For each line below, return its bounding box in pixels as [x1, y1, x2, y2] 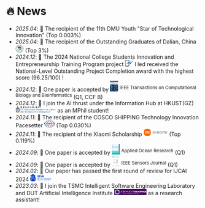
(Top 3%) [25, 47, 49, 54]
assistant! [15, 196, 40, 203]
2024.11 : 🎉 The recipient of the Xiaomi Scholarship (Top [15, 130, 181, 138]
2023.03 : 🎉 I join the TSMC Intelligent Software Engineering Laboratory [15, 182, 195, 189]
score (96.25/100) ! [15, 73, 64, 81]
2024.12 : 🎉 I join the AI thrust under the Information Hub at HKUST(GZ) [15, 100, 194, 107]
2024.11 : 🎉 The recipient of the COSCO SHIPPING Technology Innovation [15, 113, 199, 121]
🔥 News [6, 4, 47, 18]
